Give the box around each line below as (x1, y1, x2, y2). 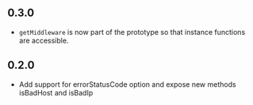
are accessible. (18, 36, 69, 45)
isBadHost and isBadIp (18, 88, 94, 97)
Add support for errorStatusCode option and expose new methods (18, 79, 236, 89)
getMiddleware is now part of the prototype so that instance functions (18, 27, 246, 36)
